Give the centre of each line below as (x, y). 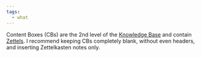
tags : (13, 12)
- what (20, 17)
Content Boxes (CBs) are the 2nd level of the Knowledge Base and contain (99, 34)
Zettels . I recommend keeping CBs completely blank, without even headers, (100, 41)
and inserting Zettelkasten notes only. (53, 47)
